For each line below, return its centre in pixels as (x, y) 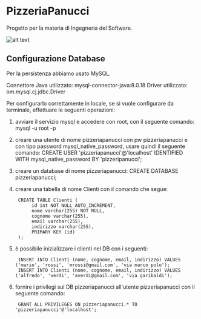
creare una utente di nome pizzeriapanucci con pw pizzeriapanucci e (101, 139)
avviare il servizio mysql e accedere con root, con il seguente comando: (105, 121)
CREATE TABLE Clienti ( (48, 200)
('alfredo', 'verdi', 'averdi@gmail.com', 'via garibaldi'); (94, 275)
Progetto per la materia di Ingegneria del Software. (69, 28)
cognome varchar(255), (60, 216)
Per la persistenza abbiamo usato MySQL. (58, 73)
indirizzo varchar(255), (63, 227)
